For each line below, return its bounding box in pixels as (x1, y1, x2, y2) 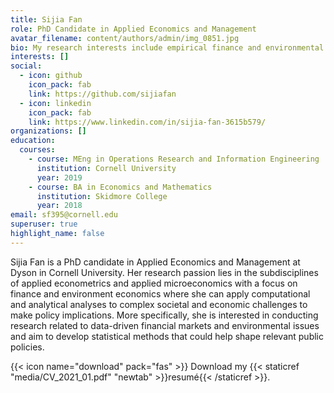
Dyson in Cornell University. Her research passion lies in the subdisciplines (10, 266, 319, 278)
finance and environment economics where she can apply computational (10, 287, 311, 300)
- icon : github (19, 71, 83, 81)
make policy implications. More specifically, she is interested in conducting (10, 309, 319, 321)
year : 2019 (36, 172, 83, 183)
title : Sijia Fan (10, 14, 83, 25)
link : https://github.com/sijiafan (28, 89, 177, 99)
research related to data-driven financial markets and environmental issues (10, 319, 320, 331)
